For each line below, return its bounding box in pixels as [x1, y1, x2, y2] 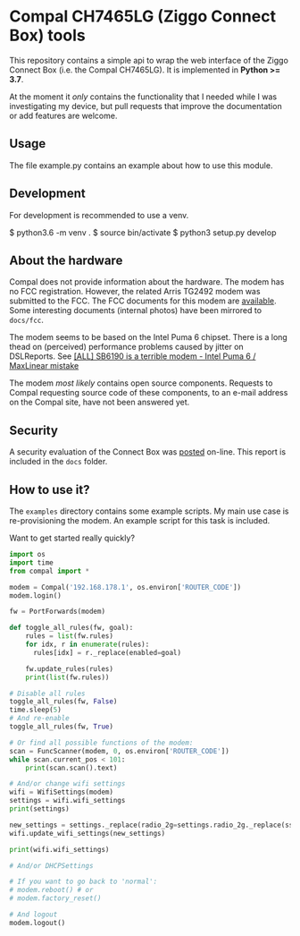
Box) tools [9, 25, 87, 46]
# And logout [9, 910, 58, 919]
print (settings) [9, 804, 70, 813]
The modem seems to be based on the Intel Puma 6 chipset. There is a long [9, 332, 287, 343]
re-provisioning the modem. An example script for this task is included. [9, 515, 271, 525]
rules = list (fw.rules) [25, 632, 114, 641]
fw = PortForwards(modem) [9, 607, 105, 617]
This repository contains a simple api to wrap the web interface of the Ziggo [9, 55, 288, 65]
